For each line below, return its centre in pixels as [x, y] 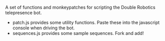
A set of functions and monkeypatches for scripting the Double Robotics [80, 7]
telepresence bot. [23, 13]
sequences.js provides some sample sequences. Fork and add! [78, 33]
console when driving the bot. [43, 28]
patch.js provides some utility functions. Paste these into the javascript [86, 23]
